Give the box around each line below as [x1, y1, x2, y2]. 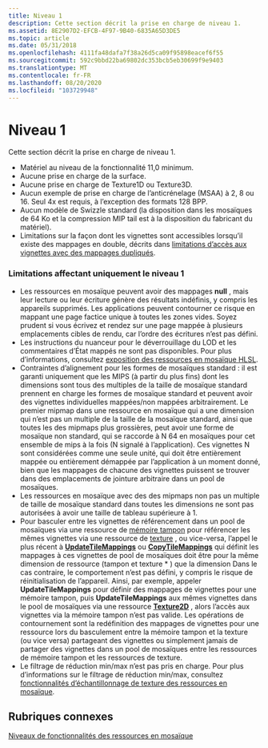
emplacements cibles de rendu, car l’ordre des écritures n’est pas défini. [19, 329, 258, 338]
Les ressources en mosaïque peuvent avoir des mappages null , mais [19, 286, 250, 296]
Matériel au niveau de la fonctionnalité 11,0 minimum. [19, 163, 194, 172]
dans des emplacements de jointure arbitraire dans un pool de [19, 474, 226, 483]
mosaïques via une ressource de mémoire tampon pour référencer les [19, 524, 250, 534]
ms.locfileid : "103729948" [8, 86, 98, 95]
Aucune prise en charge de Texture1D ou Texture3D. [19, 180, 193, 189]
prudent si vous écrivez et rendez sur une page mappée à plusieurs [19, 320, 243, 330]
